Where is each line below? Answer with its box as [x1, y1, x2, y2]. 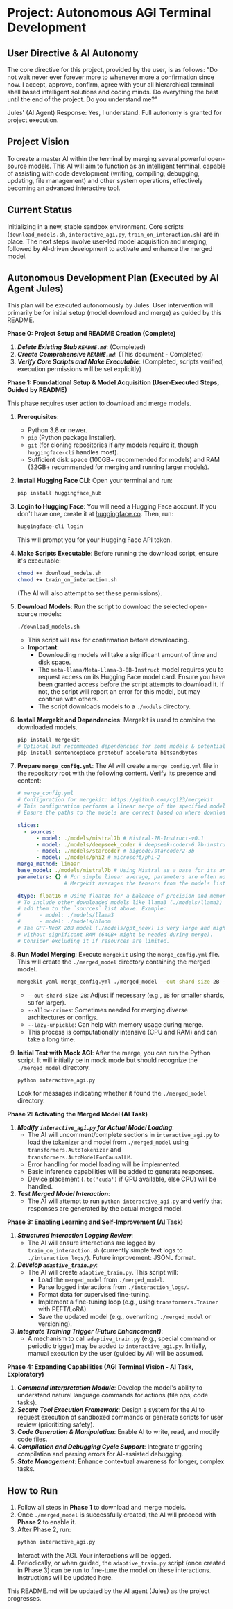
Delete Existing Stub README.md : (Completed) [17, 343, 146, 351]
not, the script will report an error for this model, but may [37, 687, 200, 695]
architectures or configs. [27, 1013, 98, 1021]
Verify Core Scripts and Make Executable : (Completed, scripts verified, [17, 357, 224, 366]
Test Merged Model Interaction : [17, 1190, 110, 1198]
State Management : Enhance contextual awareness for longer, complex [17, 1457, 225, 1465]
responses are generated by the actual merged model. [27, 1204, 184, 1213]
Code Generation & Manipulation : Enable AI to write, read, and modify [17, 1428, 221, 1436]
